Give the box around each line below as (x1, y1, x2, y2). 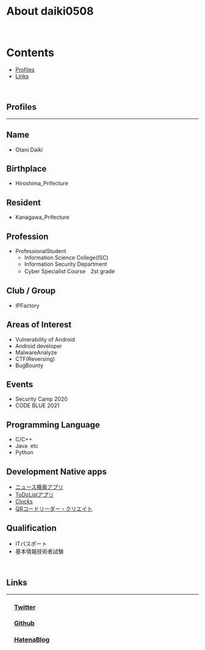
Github (14, 619, 35, 627)
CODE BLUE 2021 (15, 402, 60, 409)
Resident (6, 197, 41, 208)
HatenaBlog (14, 635, 50, 644)
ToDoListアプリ (15, 491, 54, 498)
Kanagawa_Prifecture (15, 213, 70, 221)
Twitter (14, 602, 36, 611)
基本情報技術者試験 (15, 548, 64, 555)
